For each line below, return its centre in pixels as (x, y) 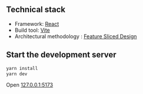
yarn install (22, 68)
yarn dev (17, 74)
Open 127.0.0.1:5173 (30, 85)
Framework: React (37, 23)
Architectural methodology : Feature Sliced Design (76, 36)
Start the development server (61, 55)
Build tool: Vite (32, 30)
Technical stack (36, 10)
